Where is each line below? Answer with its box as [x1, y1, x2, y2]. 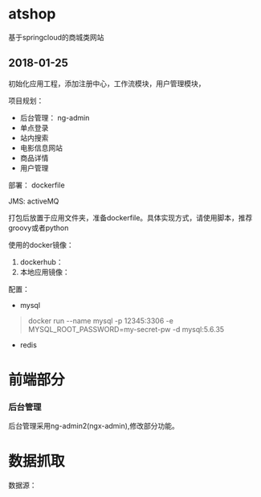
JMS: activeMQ [8, 196, 59, 206]
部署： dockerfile [8, 180, 66, 190]
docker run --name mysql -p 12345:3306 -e [27, 315, 174, 326]
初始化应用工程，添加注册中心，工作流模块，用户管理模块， [8, 78, 206, 88]
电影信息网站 [19, 142, 63, 153]
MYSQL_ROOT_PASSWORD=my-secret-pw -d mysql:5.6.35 [27, 324, 225, 334]
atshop [8, 5, 56, 23]
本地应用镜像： [19, 267, 70, 277]
